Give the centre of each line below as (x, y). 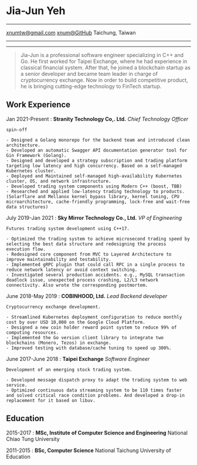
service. (17, 385)
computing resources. (33, 332)
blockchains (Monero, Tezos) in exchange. (59, 343)
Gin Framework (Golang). (36, 155)
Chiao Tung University (33, 439)
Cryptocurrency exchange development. (53, 307)
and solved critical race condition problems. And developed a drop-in (95, 395)
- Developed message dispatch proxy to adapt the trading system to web (97, 380)
